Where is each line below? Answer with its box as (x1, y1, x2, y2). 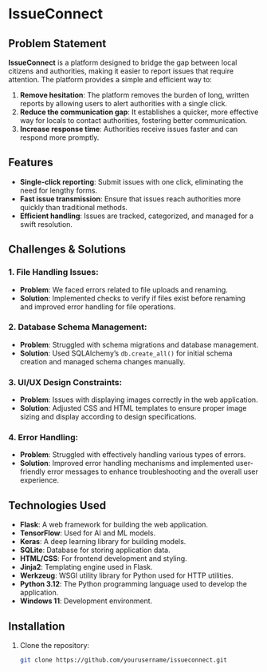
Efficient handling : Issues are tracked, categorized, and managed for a (19, 211, 253, 221)
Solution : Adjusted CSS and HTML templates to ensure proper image (19, 404, 247, 413)
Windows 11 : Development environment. (19, 596, 153, 606)
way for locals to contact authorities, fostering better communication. (19, 116, 248, 125)
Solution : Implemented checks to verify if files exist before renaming (19, 293, 245, 303)
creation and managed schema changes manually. (19, 356, 186, 366)
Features (8, 156, 53, 169)
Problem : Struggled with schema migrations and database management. (19, 340, 259, 349)
